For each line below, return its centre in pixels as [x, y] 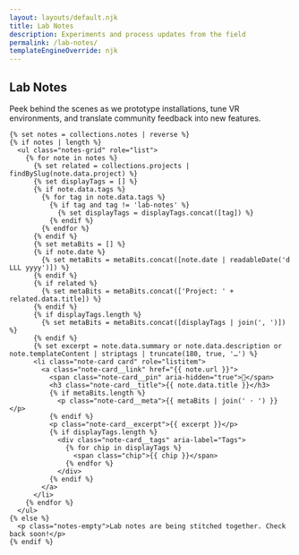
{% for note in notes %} [72, 158]
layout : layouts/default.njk [64, 17]
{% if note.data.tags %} [79, 189]
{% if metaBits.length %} [97, 393]
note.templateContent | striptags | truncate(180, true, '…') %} [133, 354]
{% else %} [30, 518]
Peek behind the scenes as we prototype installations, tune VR [124, 108]
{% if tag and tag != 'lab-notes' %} [120, 205]
